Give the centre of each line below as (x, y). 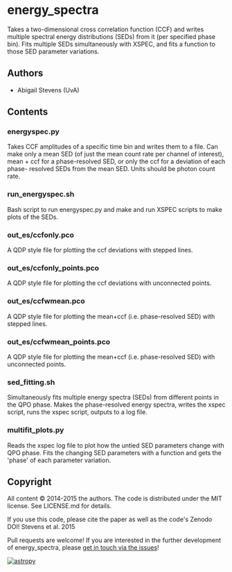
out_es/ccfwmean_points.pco (59, 341)
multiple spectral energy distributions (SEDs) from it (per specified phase (111, 36)
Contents (28, 112)
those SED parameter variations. (53, 51)
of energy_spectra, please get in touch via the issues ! (83, 548)
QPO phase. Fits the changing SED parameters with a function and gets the (114, 452)
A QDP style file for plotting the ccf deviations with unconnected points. (109, 283)
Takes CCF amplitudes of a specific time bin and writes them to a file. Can (113, 147)
